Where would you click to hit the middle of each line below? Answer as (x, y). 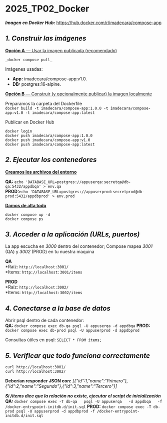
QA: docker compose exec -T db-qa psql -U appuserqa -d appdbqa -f (84, 401)
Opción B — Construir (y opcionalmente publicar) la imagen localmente (79, 94)
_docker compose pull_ (29, 60)
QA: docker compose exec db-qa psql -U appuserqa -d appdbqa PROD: (78, 326)
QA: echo (14, 182)
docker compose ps (24, 219)
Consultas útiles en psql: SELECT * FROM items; (53, 340)
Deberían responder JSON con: (38, 381)
